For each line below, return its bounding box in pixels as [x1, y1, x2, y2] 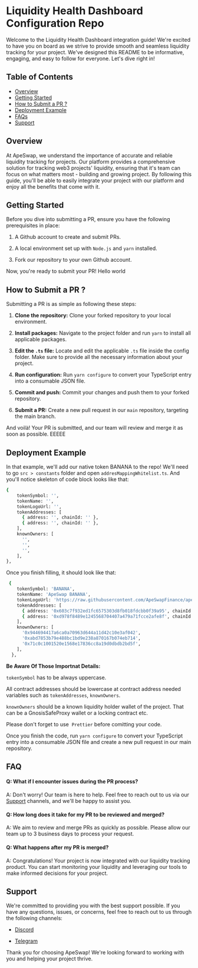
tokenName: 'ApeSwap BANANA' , [16, 591, 91, 597]
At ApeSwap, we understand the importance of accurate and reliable [6, 152, 173, 159]
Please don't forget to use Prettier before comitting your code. [6, 720, 162, 727]
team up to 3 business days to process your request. [6, 830, 134, 838]
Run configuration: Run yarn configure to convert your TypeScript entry [14, 371, 192, 378]
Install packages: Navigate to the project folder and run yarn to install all [14, 330, 192, 337]
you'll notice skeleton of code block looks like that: [6, 476, 129, 483]
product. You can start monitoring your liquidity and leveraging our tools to [6, 863, 187, 870]
